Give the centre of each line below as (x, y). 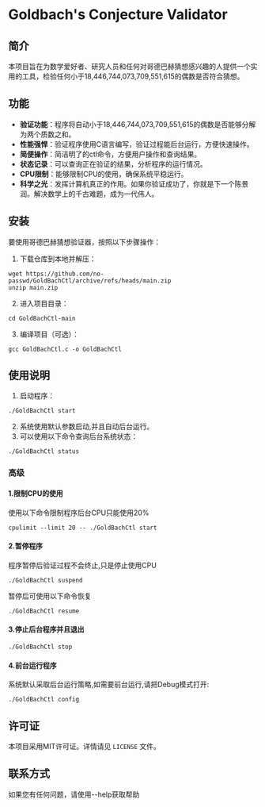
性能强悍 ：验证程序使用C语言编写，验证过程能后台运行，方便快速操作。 (137, 144)
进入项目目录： (44, 303)
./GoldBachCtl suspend (45, 580)
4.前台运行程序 (32, 665)
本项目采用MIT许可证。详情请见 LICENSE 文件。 (84, 746)
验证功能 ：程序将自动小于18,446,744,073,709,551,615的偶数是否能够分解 (138, 124)
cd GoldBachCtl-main (42, 318)
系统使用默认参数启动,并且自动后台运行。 (87, 427)
